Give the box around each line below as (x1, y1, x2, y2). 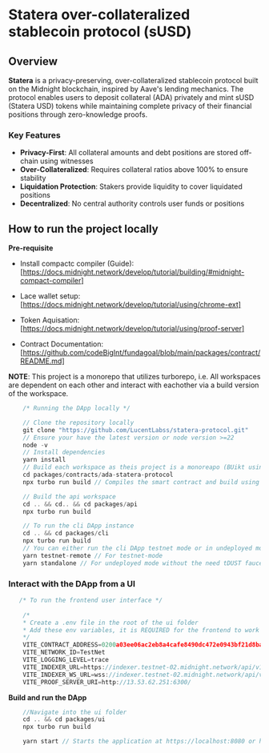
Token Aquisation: (19, 315, 80, 325)
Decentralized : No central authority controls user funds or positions (19, 198, 245, 209)
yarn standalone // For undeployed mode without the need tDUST (22, 559, 242, 567)
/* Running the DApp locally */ (22, 404, 130, 413)
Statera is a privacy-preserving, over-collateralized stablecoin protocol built (8, 76, 259, 85)
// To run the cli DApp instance (22, 522, 134, 530)
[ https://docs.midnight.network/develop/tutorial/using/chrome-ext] (19, 300, 242, 310)
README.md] (19, 356, 66, 366)
